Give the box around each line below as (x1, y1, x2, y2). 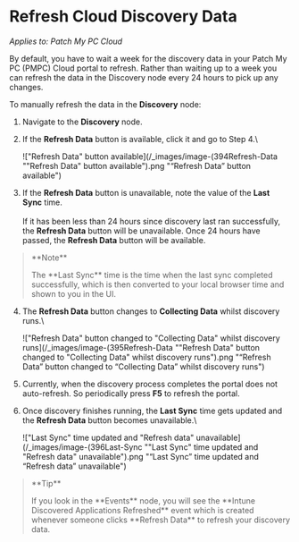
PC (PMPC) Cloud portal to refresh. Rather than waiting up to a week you (9, 63, 278, 73)
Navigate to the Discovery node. (21, 116, 143, 127)
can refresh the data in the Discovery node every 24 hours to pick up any (9, 72, 278, 82)
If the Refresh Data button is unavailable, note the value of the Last (21, 187, 270, 198)
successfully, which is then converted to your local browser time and (30, 279, 285, 290)
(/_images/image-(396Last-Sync (21, 441, 143, 453)
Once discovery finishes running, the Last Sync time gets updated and (21, 405, 283, 416)
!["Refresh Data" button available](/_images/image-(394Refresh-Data (21, 150, 278, 162)
